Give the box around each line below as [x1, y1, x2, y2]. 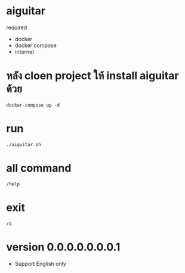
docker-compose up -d [6, 102, 60, 108]
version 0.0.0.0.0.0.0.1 [6, 240, 121, 254]
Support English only [14, 260, 67, 267]
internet [14, 48, 35, 55]
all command [6, 162, 72, 175]
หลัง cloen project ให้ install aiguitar [6, 69, 179, 83]
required [6, 24, 27, 31]
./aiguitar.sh [6, 141, 42, 147]
